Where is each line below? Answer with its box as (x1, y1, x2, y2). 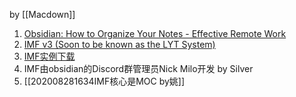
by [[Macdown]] (9, 9, 76, 20)
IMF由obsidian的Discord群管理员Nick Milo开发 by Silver (23, 63, 254, 74)
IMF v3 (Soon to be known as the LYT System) (23, 39, 216, 50)
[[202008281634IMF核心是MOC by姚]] (23, 75, 186, 87)
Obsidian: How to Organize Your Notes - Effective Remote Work (23, 28, 287, 39)
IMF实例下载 (23, 50, 76, 62)
